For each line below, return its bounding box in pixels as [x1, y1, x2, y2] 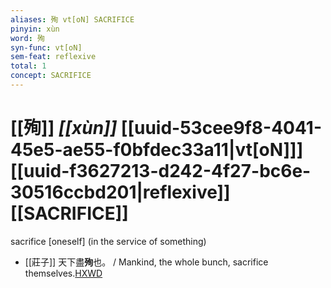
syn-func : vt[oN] [10, 42, 83, 53]
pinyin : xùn [10, 24, 60, 34]
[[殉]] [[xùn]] [10, 117, 118, 140]
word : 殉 [10, 33, 45, 43]
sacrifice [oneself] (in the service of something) [10, 235, 207, 247]
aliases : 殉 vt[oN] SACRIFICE [10, 14, 135, 25]
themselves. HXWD [24, 267, 103, 279]
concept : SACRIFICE [10, 71, 92, 81]
